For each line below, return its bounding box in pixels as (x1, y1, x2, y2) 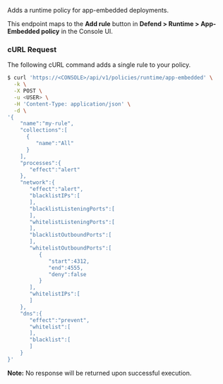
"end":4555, (48, 264, 83, 271)
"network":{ (20, 179, 55, 186)
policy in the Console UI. (41, 27, 113, 35)
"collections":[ (20, 127, 68, 134)
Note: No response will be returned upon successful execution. (7, 368, 192, 377)
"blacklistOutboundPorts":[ (29, 232, 112, 239)
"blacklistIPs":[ (29, 192, 80, 199)
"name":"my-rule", (20, 120, 74, 128)
